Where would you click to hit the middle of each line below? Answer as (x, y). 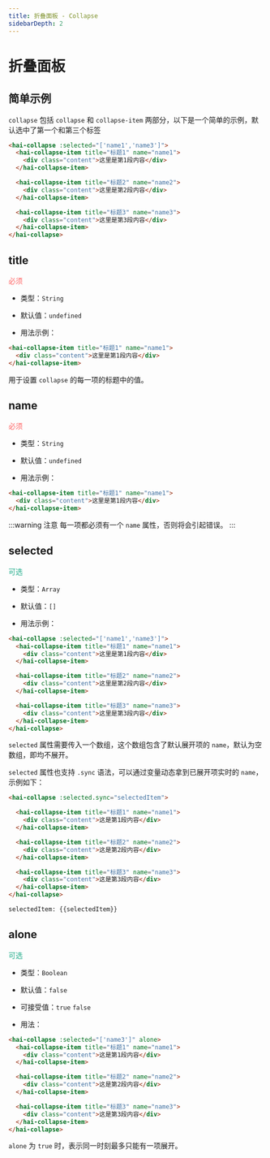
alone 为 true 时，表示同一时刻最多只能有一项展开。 (95, 1146)
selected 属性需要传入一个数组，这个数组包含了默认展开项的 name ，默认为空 (135, 745)
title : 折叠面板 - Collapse (54, 16)
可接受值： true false (56, 1007)
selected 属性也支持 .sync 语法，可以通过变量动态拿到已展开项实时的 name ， (136, 772)
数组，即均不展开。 (41, 755)
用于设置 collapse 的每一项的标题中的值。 (78, 379)
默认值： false (43, 989)
